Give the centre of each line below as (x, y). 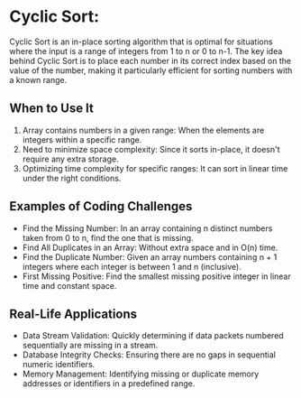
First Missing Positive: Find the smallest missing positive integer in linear (156, 276)
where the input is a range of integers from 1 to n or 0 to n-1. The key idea (146, 51)
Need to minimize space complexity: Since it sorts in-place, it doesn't (151, 149)
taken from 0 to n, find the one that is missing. (108, 237)
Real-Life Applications (73, 314)
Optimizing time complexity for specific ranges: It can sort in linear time (155, 168)
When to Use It (52, 109)
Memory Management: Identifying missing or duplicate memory (141, 374)
